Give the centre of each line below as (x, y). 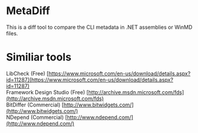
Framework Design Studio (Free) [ (47, 92)
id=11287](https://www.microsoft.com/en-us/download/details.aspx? (90, 79)
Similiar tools (39, 57)
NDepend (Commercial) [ (37, 117)
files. (12, 33)
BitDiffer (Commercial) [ (35, 105)
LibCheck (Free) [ (27, 73)
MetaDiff (28, 11)
